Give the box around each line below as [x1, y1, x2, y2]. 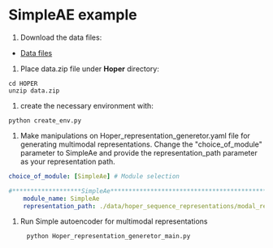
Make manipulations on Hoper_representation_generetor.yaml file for [19, 130, 250, 140]
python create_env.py [8, 116, 82, 125]
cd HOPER [8, 79, 38, 88]
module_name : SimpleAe [23, 195, 100, 203]
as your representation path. [19, 156, 115, 166]
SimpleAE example [8, 6, 138, 24]
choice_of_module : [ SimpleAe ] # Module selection [8, 172, 180, 180]
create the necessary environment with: [19, 100, 154, 110]
